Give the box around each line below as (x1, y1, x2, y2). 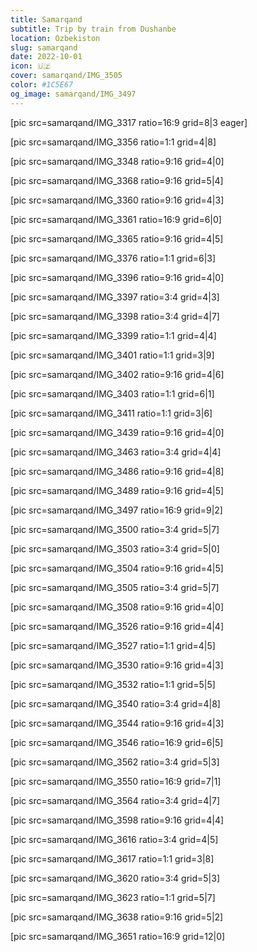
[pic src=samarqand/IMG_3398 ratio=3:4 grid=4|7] (10, 310, 220, 322)
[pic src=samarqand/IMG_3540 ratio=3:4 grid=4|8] (10, 697, 221, 710)
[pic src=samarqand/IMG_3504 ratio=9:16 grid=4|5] (10, 562, 224, 574)
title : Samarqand (10, 14, 83, 25)
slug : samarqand (10, 42, 78, 53)
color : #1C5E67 (10, 80, 74, 90)
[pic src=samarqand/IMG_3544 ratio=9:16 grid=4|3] (10, 717, 225, 729)
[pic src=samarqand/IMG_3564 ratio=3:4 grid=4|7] (10, 794, 221, 806)
